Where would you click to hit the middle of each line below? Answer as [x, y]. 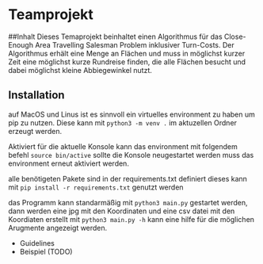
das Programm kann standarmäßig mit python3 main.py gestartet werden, [128, 202]
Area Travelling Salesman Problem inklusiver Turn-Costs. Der [135, 44]
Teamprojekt [51, 15]
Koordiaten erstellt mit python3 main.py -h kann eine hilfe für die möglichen [131, 219]
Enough [21, 44]
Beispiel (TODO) [46, 251]
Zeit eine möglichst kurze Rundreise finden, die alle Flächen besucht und [127, 62]
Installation [36, 96]
